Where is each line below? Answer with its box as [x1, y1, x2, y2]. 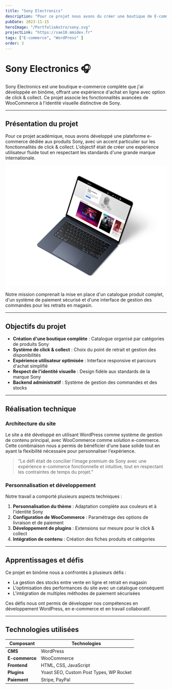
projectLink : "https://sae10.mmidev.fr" [5, 30, 93, 35]
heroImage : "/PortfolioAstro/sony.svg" [5, 25, 91, 30]
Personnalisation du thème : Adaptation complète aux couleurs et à [12, 504, 157, 510]
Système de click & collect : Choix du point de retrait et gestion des [12, 347, 156, 353]
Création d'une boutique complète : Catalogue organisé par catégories [12, 336, 165, 342]
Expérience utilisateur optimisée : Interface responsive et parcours [12, 358, 156, 364]
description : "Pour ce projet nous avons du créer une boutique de [5, 13, 153, 19]
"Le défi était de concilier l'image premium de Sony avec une [17, 458, 147, 464]
